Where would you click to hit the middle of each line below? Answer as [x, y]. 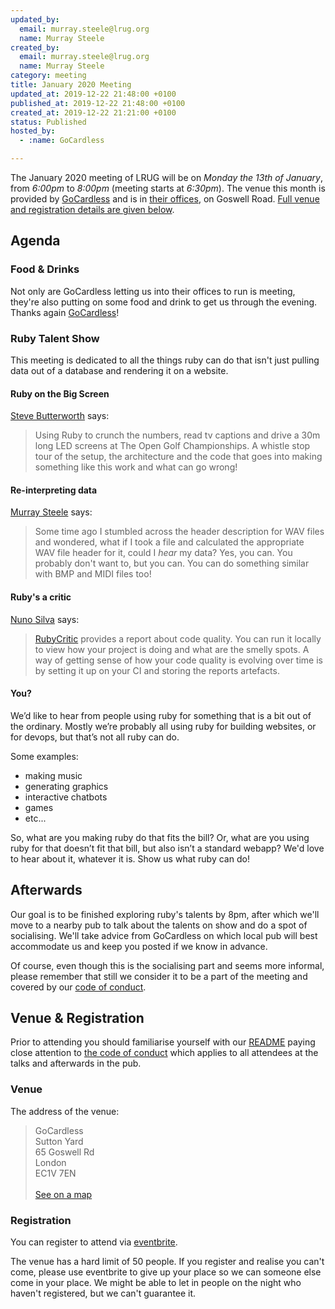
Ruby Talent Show [55, 338]
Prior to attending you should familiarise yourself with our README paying [163, 1042]
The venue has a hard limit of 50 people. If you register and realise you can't [167, 1262]
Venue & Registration [77, 1018]
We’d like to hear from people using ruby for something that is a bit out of [161, 715]
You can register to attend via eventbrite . [94, 1242]
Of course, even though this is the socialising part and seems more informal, [167, 965]
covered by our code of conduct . [78, 987]
